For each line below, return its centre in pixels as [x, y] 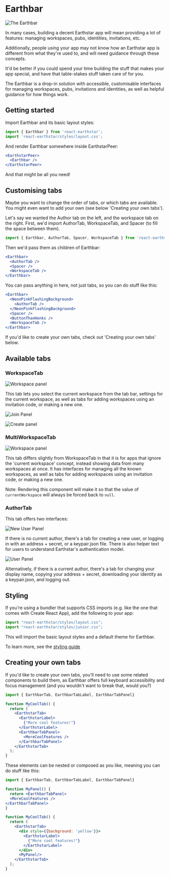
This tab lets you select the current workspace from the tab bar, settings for [84, 393]
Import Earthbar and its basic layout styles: [50, 123]
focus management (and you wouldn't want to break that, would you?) [78, 685]
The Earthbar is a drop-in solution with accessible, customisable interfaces [83, 84]
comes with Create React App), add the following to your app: [70, 613]
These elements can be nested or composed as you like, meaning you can [83, 766]
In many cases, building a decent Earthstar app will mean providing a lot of [83, 32]
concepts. [16, 58]
